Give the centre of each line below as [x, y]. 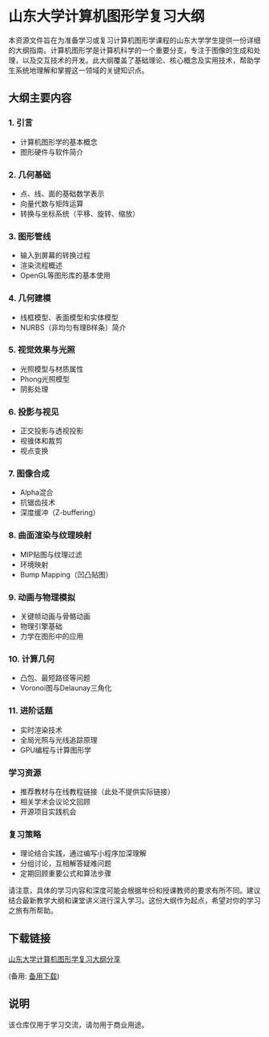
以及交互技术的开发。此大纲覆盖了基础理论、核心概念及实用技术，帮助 [138, 60]
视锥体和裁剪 [41, 441]
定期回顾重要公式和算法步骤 [66, 873]
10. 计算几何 [31, 658]
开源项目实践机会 [48, 812]
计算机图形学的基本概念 [58, 142]
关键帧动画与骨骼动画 [55, 616]
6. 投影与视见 [34, 411]
